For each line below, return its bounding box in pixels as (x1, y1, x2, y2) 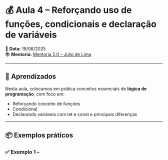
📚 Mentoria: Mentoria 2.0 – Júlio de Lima (5, 51, 91, 57)
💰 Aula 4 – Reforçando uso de (5, 4, 132, 16)
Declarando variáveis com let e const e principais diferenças (12, 111, 137, 117)
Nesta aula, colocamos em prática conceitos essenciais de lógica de (5, 85, 147, 91)
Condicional (12, 106, 37, 112)
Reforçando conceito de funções (12, 100, 80, 106)
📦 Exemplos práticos (5, 131, 73, 139)
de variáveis (5, 29, 57, 40)
